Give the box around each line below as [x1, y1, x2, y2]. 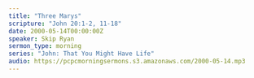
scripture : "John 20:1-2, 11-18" [8, 19, 122, 28]
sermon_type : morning [8, 42, 82, 50]
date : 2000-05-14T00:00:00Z [8, 27, 104, 35]
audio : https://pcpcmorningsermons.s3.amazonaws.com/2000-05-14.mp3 [8, 58, 246, 66]
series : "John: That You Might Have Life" [8, 50, 155, 58]
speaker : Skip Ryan [8, 34, 75, 43]
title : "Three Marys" [8, 11, 82, 20]
